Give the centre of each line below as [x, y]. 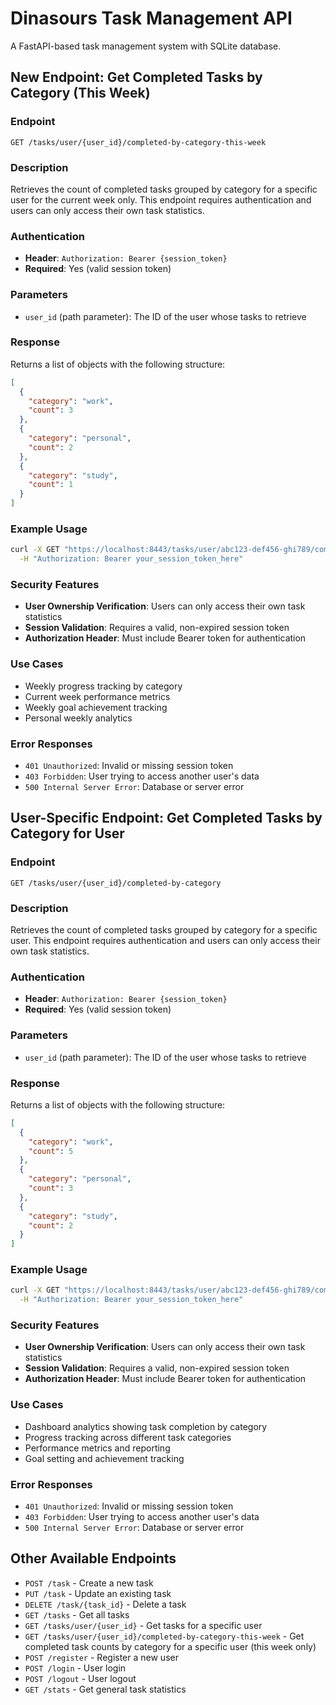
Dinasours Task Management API [151, 18]
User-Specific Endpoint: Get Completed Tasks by [166, 818]
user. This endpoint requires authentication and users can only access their [165, 940]
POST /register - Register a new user [101, 1657]
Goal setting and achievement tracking [104, 1458]
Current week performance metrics [97, 696]
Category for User [67, 833]
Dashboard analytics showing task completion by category [146, 1426]
